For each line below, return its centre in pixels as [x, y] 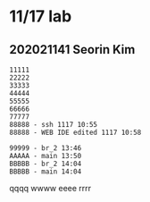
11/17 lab [41, 17]
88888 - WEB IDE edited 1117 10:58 [75, 132]
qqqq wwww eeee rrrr [50, 188]
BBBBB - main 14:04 [46, 172]
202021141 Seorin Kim [72, 50]
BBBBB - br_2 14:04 [46, 164]
